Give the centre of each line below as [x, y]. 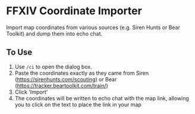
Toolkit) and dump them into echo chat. [54, 33]
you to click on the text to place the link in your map [78, 104]
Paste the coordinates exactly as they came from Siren [82, 73]
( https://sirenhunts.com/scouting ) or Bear [66, 79]
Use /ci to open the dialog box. [53, 66]
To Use [19, 53]
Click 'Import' [31, 92]
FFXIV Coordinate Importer [74, 11]
